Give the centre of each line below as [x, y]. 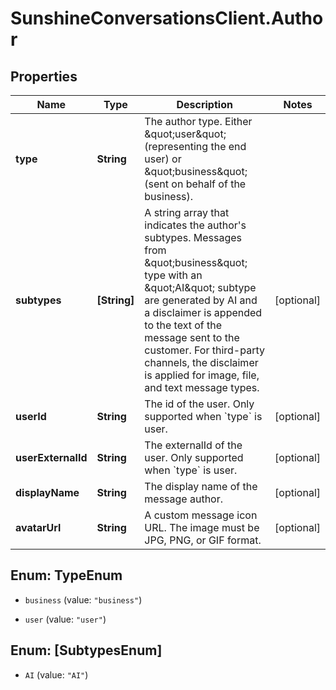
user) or [163, 159]
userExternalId [51, 457]
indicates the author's [195, 225]
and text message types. [202, 387]
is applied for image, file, [202, 375]
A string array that [187, 212]
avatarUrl [38, 527]
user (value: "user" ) [65, 619]
